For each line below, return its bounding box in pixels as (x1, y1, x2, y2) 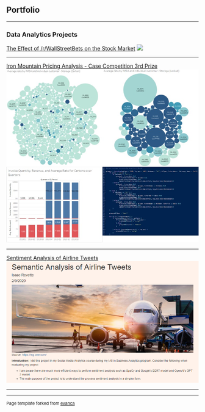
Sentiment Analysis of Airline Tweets (6, 254, 99, 261)
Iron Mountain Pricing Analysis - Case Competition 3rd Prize (6, 62, 157, 70)
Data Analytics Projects (6, 30, 78, 38)
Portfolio (6, 5, 40, 15)
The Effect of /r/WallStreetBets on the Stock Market (6, 45, 135, 52)
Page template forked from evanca (6, 400, 75, 407)
